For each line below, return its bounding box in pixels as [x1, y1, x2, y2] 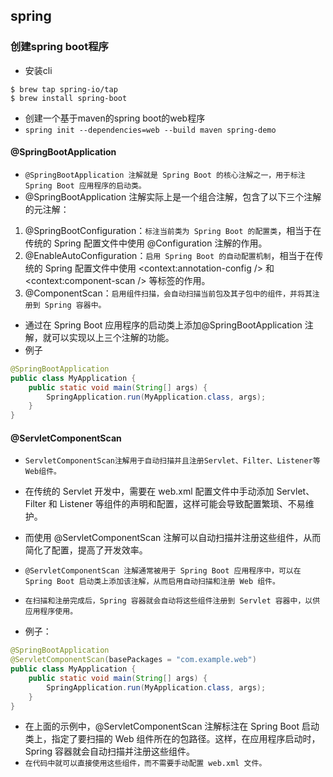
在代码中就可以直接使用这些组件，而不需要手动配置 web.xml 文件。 [24, 759, 267, 769]
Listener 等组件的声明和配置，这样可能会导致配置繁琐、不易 [59, 498, 306, 510]
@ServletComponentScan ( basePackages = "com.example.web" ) [10, 655, 257, 665]
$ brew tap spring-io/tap [10, 84, 118, 94]
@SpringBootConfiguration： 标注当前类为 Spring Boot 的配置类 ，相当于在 [24, 224, 322, 236]
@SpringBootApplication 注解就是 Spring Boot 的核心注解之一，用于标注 [24, 170, 306, 180]
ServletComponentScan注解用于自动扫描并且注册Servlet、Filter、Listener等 [24, 456, 321, 466]
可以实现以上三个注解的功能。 [51, 331, 175, 343]
